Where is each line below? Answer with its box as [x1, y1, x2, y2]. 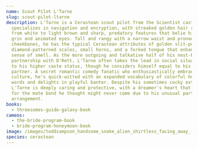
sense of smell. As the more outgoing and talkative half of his [11, 52, 176, 58]
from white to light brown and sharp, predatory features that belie [11, 31, 186, 36]
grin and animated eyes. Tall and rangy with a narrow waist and [11, 36, 176, 42]
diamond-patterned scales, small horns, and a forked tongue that [11, 47, 178, 53]
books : [6, 101, 22, 107]
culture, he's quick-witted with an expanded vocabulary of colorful [11, 74, 186, 80]
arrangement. [11, 96, 44, 101]
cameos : [6, 112, 25, 118]
